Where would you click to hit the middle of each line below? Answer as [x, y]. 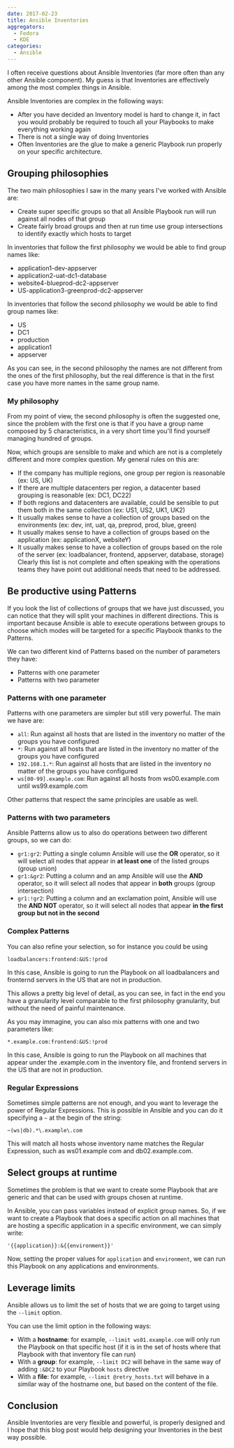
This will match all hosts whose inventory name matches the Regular [106, 1143]
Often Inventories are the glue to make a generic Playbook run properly [119, 144]
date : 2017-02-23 [32, 14]
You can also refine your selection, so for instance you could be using [108, 946]
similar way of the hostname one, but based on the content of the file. [118, 1384]
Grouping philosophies [58, 174]
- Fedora [26, 33]
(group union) [37, 869]
